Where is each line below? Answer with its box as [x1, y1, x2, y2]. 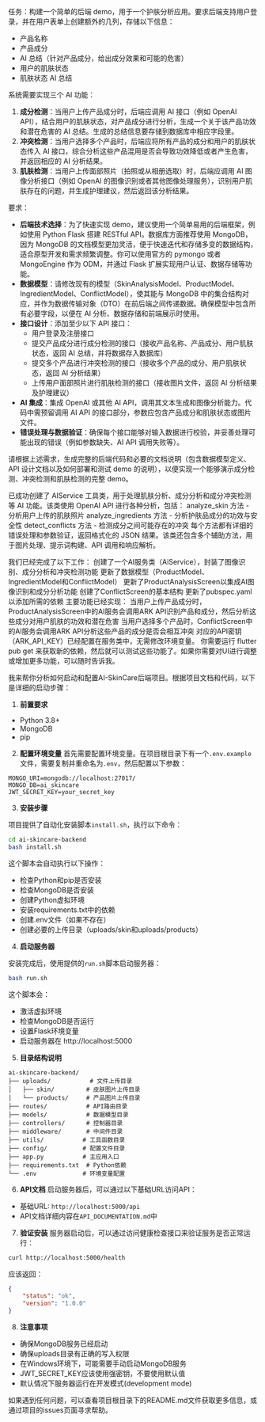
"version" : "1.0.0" [22, 1299, 87, 1308]
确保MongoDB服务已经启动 [19, 1339, 108, 1348]
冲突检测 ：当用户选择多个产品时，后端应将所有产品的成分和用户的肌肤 [19, 137, 249, 146]
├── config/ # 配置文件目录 [8, 1144, 125, 1152]
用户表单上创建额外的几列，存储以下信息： [35, 17, 175, 26]
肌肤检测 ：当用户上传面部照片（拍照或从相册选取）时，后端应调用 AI [19, 166, 244, 176]
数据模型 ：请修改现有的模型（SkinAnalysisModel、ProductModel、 [19, 279, 239, 288]
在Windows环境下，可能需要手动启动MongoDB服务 [19, 1359, 187, 1368]
